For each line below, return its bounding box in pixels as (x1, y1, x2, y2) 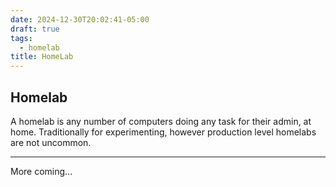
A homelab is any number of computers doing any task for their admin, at (10, 115, 312, 127)
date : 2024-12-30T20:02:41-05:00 (10, 14, 150, 25)
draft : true (10, 24, 60, 34)
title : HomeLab (10, 52, 74, 62)
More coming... (10, 165, 73, 177)
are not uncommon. (10, 136, 92, 148)
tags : (10, 33, 33, 43)
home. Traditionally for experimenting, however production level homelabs (10, 126, 317, 138)
